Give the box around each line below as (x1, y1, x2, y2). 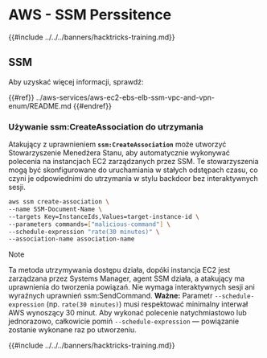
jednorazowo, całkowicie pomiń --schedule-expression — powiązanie (8, 316, 240, 327)
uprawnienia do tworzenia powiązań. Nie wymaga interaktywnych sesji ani (8, 282, 255, 292)
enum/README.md (8, 101, 72, 110)
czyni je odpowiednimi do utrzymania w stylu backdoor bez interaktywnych (8, 174, 259, 183)
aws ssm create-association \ (8, 198, 110, 206)
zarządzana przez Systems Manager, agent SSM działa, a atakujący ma (8, 274, 245, 283)
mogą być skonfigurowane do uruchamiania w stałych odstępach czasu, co (8, 165, 259, 175)
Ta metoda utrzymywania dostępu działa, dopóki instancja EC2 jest (8, 265, 231, 275)
